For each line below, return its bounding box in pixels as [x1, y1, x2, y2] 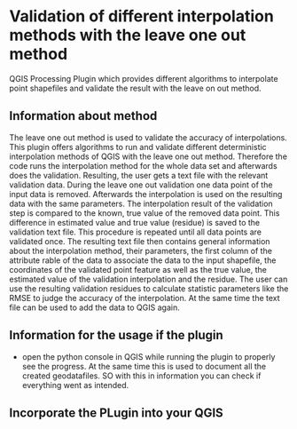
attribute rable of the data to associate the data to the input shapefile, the [9, 255, 277, 266]
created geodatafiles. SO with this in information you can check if [21, 370, 262, 381]
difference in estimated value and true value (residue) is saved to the [9, 217, 261, 227]
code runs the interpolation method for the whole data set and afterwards [9, 160, 277, 171]
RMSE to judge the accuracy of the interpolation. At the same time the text [9, 292, 281, 303]
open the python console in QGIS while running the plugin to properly [21, 351, 276, 361]
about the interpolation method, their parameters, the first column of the [9, 245, 273, 256]
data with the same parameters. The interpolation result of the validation [9, 198, 273, 209]
